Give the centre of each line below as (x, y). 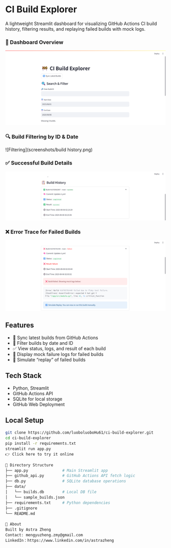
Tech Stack (23, 376)
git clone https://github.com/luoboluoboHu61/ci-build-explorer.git (79, 433)
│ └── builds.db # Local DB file (51, 492)
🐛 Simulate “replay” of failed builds (49, 360)
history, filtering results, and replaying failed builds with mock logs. (76, 29)
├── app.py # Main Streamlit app (57, 470)
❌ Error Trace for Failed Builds (43, 232)
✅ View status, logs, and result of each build (59, 348)
